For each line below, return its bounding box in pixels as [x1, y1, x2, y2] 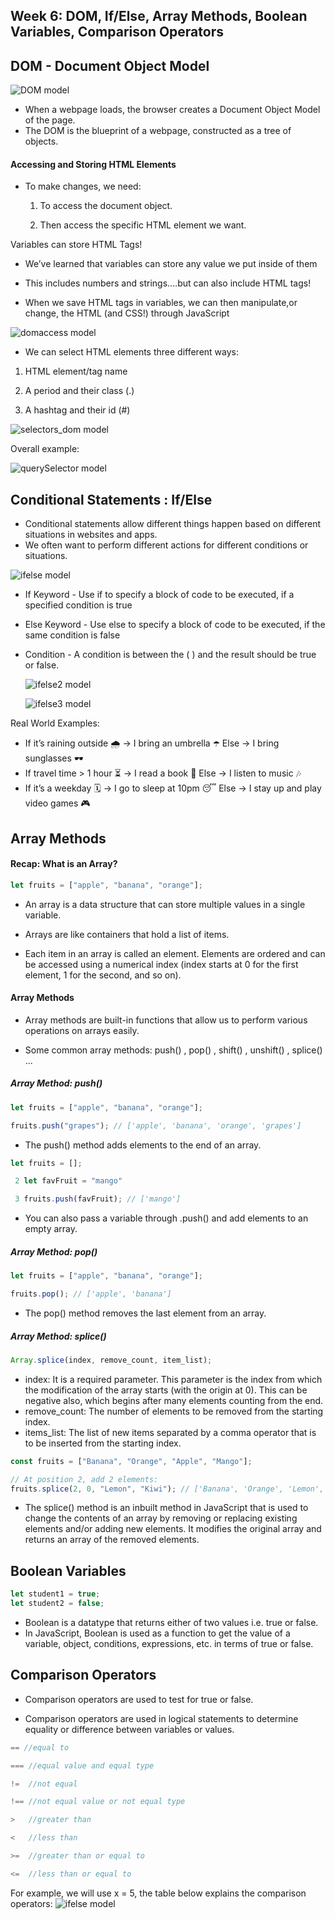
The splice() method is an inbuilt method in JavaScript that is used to [24, 1502, 309, 1514]
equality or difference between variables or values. [24, 1723, 235, 1735]
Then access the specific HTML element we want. [39, 219, 247, 231]
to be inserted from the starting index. [24, 1437, 182, 1449]
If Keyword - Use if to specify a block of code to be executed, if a [24, 589, 295, 601]
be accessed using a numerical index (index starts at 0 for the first [24, 958, 299, 970]
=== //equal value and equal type [10, 1760, 155, 1771]
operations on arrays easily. [24, 1024, 140, 1036]
